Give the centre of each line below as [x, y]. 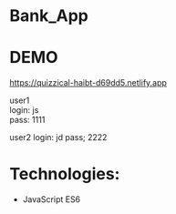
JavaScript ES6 [52, 199]
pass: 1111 [27, 120]
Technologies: [65, 174]
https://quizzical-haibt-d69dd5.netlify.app [88, 83]
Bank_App [49, 16]
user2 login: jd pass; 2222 [58, 138]
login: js [24, 110]
